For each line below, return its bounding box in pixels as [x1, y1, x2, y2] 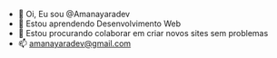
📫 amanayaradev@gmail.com [17, 38, 132, 49]
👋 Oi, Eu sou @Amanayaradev [17, 9, 130, 19]
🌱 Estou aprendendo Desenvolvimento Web [17, 18, 182, 29]
